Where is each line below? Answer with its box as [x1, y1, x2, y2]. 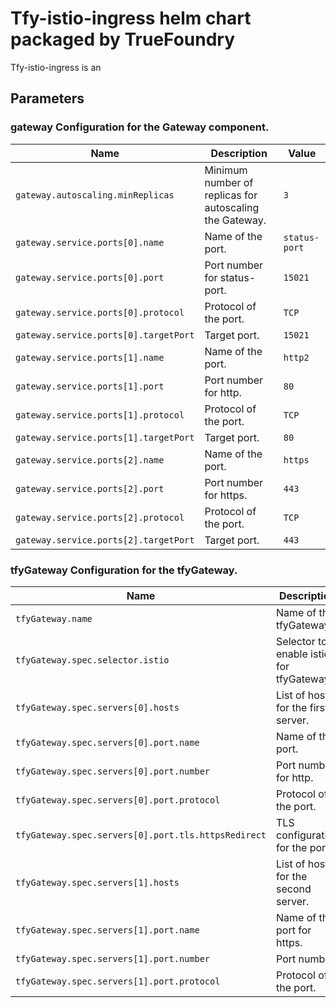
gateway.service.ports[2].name [15, 454, 165, 466]
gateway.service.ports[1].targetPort [15, 432, 195, 443]
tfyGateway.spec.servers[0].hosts [15, 702, 180, 713]
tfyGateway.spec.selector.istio [15, 654, 170, 666]
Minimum [204, 163, 248, 177]
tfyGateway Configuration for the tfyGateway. [10, 563, 238, 577]
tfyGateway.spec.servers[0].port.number [15, 765, 210, 777]
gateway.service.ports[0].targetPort [15, 329, 195, 341]
